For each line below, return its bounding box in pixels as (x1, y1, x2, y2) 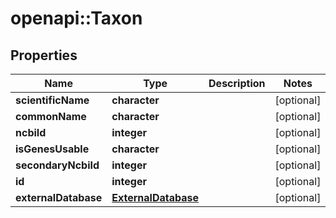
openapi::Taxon (10, 7, 143, 30)
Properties (10, 47, 78, 64)
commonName (15, 110, 87, 123)
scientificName (15, 93, 90, 107)
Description (208, 77, 266, 90)
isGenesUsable (15, 142, 90, 156)
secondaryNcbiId (15, 158, 100, 172)
